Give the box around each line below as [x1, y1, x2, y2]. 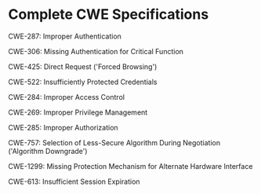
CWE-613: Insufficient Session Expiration [8, 177, 140, 186]
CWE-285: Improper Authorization [8, 123, 119, 132]
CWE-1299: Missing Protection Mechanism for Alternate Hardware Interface [8, 161, 253, 170]
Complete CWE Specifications [8, 5, 209, 24]
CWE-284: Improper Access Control [8, 92, 125, 101]
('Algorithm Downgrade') [8, 146, 88, 156]
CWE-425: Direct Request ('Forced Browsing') [8, 61, 158, 71]
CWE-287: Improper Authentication [8, 31, 121, 41]
